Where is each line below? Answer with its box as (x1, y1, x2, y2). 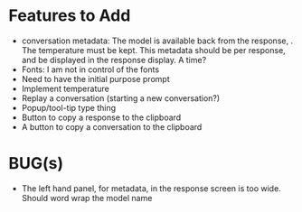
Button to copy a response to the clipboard (21, 112, 182, 123)
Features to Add (8, 5, 131, 26)
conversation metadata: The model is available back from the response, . (21, 35, 294, 46)
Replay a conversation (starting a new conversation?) (21, 92, 221, 104)
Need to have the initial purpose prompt (21, 73, 170, 84)
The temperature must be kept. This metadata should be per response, (21, 44, 286, 55)
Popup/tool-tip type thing (21, 102, 117, 113)
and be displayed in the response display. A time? (21, 54, 207, 65)
